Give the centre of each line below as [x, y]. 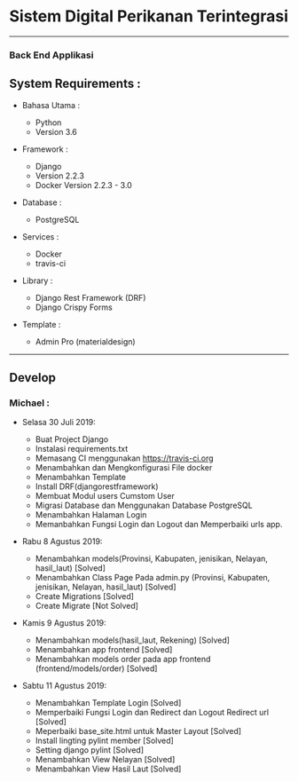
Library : [37, 280]
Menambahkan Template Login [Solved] [108, 703]
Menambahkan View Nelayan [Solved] [105, 760]
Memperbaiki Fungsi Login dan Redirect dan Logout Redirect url [152, 713]
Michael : [30, 403]
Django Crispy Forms [74, 307]
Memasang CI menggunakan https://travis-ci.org [125, 458]
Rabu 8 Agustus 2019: [62, 541]
